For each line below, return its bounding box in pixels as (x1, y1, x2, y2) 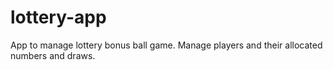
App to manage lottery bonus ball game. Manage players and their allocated (10, 39, 323, 51)
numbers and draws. (10, 49, 96, 61)
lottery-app (10, 6, 107, 29)
